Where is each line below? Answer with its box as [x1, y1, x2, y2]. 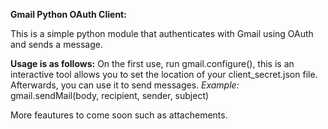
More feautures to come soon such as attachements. [10, 109, 228, 121]
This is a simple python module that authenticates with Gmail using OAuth [10, 28, 314, 39]
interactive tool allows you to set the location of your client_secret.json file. [10, 69, 318, 80]
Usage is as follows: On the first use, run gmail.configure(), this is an [10, 58, 295, 69]
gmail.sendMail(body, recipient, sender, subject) [10, 90, 210, 101]
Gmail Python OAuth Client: [10, 9, 127, 20]
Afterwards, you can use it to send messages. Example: [10, 79, 240, 91]
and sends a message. [10, 39, 104, 50]
